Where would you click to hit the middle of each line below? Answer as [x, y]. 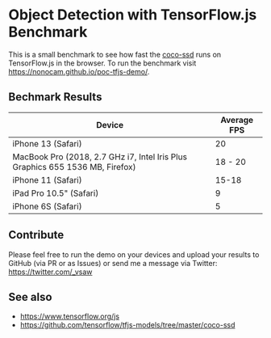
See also [30, 297]
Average [237, 120]
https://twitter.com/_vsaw [50, 272]
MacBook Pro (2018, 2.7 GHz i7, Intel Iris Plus [100, 157]
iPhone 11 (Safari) [47, 180]
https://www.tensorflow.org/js [69, 316]
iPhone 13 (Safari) [47, 143]
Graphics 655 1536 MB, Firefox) [74, 167]
